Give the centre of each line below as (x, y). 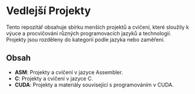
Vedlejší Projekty (49, 11)
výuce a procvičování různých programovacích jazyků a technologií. (89, 33)
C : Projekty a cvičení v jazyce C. (54, 78)
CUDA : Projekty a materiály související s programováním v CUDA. (94, 85)
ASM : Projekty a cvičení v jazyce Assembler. (69, 72)
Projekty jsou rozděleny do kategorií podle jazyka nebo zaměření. (85, 39)
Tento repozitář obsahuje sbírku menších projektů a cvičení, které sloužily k (98, 27)
